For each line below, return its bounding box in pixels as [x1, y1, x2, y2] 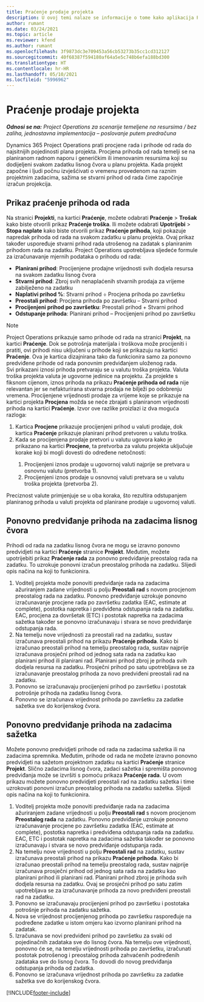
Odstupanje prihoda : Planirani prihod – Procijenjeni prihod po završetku [15, 310, 195, 317]
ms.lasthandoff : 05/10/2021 [6, 71, 78, 77]
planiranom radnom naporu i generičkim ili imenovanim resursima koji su [6, 155, 188, 162]
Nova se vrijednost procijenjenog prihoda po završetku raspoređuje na [15, 913, 192, 920]
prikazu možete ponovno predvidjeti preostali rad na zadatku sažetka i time [6, 777, 194, 785]
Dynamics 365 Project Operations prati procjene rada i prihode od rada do [6, 141, 192, 149]
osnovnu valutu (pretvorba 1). [24, 467, 98, 474]
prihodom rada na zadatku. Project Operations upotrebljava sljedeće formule [6, 246, 198, 253]
